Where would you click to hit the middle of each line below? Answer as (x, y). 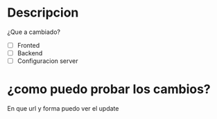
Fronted (28, 45)
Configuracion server (47, 61)
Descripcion (43, 13)
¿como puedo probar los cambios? (109, 90)
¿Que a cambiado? (34, 32)
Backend (30, 53)
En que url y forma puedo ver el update (63, 109)
